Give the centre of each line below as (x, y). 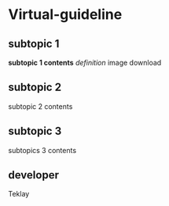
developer (33, 175)
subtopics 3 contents (42, 150)
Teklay (19, 194)
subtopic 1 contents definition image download (85, 62)
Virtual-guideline (65, 15)
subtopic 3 (35, 131)
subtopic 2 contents (40, 106)
